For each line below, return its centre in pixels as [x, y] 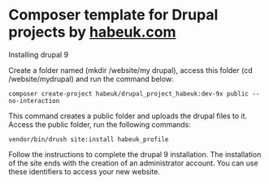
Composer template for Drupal [113, 15]
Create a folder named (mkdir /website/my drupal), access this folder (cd [131, 70]
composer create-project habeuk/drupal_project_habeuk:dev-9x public [129, 94]
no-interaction [34, 101]
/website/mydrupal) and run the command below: [91, 79]
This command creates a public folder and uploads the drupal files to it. [128, 116]
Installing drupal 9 [39, 54]
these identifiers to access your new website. [85, 171]
